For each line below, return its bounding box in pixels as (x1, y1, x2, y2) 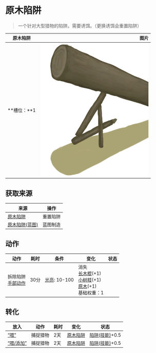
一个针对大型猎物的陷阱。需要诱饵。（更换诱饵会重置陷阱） (17, 23, 142, 29)
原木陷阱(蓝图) (7, 221, 38, 228)
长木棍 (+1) (78, 270, 102, 276)
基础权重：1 (78, 290, 104, 296)
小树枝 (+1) (78, 277, 102, 283)
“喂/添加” (7, 340, 27, 346)
